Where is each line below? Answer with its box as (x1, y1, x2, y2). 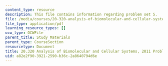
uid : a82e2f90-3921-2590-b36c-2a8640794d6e (5, 53, 97, 59)
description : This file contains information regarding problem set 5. (5, 12, 157, 17)
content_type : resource (5, 7, 55, 12)
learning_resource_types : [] (5, 26, 66, 31)
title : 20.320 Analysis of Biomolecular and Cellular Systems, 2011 (5, 49, 151, 54)
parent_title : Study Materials (5, 35, 70, 40)
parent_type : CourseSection (5, 40, 64, 45)
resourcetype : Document (5, 44, 55, 49)
